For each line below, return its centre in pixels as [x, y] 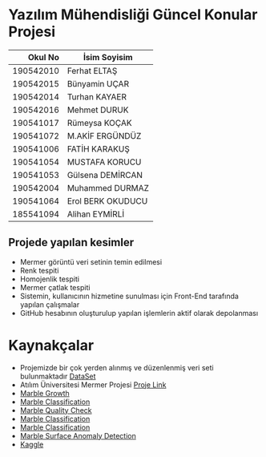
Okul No [44, 57]
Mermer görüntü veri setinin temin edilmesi [91, 261]
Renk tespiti [39, 270]
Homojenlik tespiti [50, 279]
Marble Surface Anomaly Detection [78, 435]
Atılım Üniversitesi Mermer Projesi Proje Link [93, 384]
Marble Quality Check [56, 410]
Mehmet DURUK [98, 110]
